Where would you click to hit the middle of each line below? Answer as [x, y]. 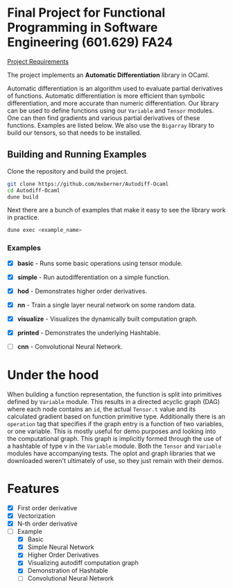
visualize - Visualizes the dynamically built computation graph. [107, 319]
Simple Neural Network [61, 547]
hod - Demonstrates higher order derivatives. [82, 291]
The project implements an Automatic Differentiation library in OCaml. [108, 75]
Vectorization [36, 516]
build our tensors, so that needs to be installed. [75, 133]
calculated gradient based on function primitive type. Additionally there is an [116, 416]
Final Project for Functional [86, 13]
